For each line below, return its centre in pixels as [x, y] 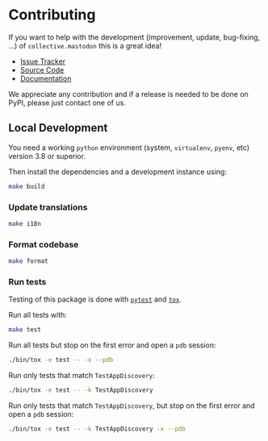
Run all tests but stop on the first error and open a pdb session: [112, 345]
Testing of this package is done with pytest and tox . [95, 299]
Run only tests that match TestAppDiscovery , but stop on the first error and [132, 406]
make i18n [25, 223]
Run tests [27, 281]
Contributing [52, 15]
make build [27, 186]
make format [28, 261]
